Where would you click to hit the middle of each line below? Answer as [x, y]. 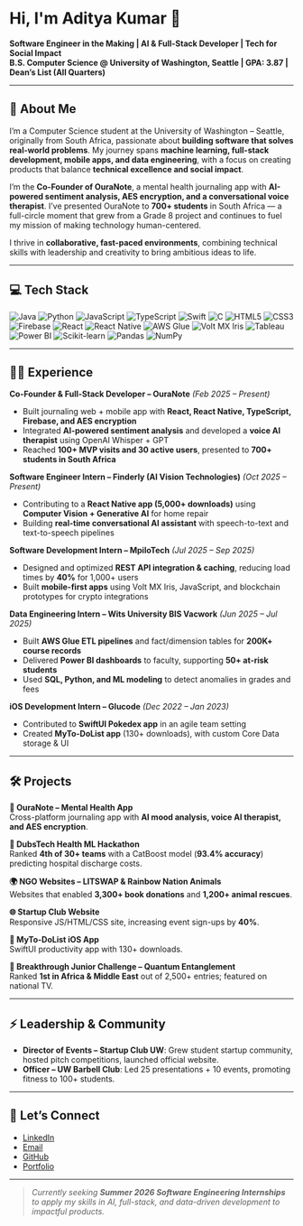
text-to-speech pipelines [68, 533]
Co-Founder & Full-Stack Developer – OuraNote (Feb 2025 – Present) [140, 394]
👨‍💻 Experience [51, 372]
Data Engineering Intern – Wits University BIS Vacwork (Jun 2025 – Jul [143, 614]
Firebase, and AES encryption [79, 421]
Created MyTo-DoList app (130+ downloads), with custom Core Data [151, 734]
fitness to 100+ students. [69, 1079]
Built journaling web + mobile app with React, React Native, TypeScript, [156, 412]
